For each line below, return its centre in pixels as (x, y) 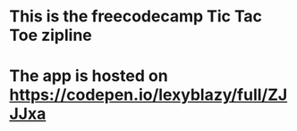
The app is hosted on (89, 76)
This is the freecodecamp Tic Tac (136, 16)
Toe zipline (51, 35)
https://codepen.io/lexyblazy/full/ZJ (148, 95)
